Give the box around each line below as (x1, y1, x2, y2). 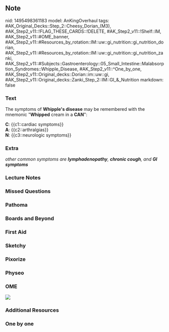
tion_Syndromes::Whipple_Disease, (5, 66, 79, 72)
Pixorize (5, 256, 26, 263)
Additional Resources (5, 307, 59, 313)
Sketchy (5, 242, 26, 249)
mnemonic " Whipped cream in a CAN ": (5, 111, 87, 118)
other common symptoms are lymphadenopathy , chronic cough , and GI (5, 156, 157, 162)
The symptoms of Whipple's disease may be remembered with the (5, 106, 145, 112)
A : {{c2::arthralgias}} (5, 127, 49, 133)
